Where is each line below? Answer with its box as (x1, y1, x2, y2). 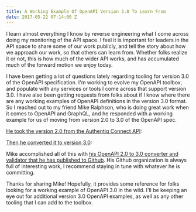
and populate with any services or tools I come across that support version (6, 85, 187, 92)
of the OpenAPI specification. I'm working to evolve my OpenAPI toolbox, (6, 78, 183, 86)
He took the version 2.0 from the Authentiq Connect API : (6, 127, 142, 135)
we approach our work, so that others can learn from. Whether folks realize (6, 49, 188, 56)
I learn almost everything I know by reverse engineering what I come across (6, 30, 189, 37)
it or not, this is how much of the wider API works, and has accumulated (6, 55, 180, 62)
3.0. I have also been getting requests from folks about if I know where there (6, 91, 190, 98)
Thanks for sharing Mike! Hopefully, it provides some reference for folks (6, 180, 180, 187)
